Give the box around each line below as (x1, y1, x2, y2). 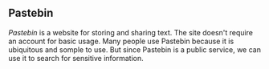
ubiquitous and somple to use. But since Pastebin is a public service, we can (8, 44, 261, 55)
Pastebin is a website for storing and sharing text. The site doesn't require (8, 27, 253, 37)
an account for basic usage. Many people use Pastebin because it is (8, 36, 234, 46)
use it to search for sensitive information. (8, 53, 145, 63)
